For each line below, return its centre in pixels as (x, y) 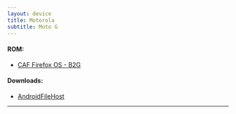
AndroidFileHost (41, 96)
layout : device (29, 14)
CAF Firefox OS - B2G (49, 64)
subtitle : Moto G (33, 27)
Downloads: (25, 80)
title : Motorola (31, 20)
